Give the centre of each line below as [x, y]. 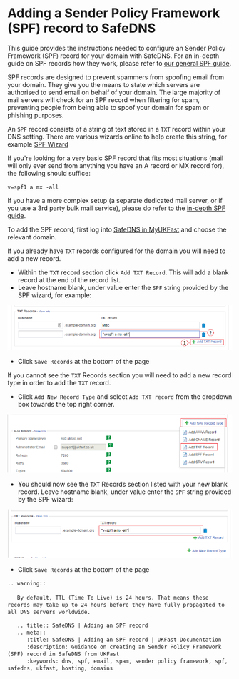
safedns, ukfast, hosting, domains [60, 669]
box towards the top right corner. [66, 404]
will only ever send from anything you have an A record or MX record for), [116, 165]
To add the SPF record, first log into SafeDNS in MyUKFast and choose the [117, 229]
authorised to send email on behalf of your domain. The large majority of [114, 92]
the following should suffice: [49, 173]
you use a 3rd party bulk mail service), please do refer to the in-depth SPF [117, 208]
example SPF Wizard [38, 144]
